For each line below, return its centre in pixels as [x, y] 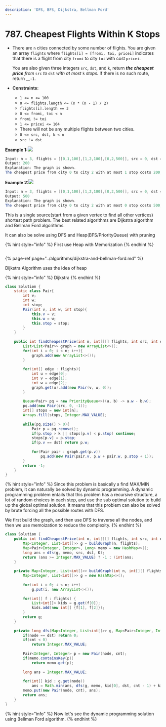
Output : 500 [17, 196]
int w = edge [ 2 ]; [49, 383]
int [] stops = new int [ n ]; [51, 410]
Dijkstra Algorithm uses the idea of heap [46, 268]
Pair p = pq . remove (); [55, 429]
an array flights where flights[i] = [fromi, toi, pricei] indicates [83, 53]
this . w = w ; [44, 319]
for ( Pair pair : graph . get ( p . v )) [66, 452]
